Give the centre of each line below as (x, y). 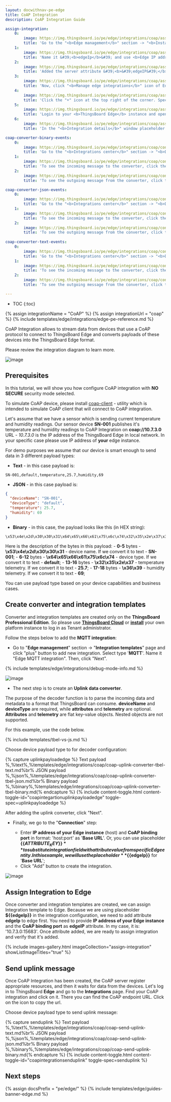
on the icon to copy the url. (34, 1002)
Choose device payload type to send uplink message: (62, 1013)
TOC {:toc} (24, 303)
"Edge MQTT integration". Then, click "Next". (60, 658)
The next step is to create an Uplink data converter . (67, 688)
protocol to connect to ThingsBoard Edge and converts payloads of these (82, 334)
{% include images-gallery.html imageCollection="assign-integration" (78, 947)
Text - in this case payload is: (44, 465)
